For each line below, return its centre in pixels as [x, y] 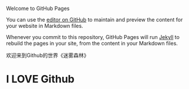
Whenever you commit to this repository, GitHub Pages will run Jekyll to [93, 37]
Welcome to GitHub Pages [38, 8]
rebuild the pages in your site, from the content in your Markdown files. [92, 43]
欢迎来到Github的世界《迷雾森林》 [48, 55]
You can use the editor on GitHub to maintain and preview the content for [95, 19]
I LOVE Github [40, 79]
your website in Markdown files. [45, 26]
